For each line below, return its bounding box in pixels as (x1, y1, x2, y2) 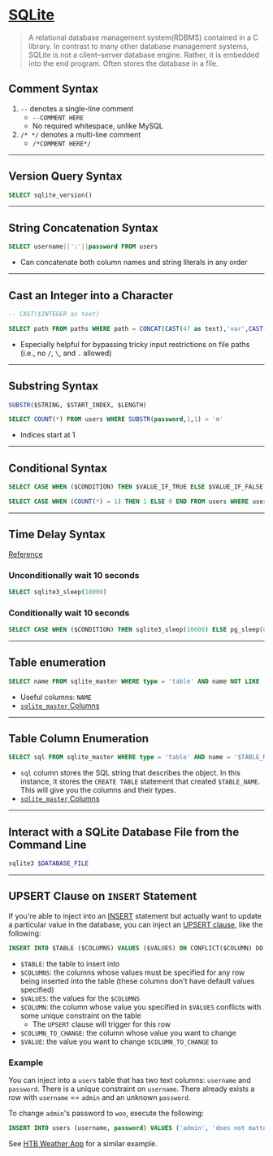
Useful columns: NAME (19, 692, 92, 702)
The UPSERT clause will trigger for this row (32, 1019, 171, 1029)
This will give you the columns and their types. (19, 785, 176, 795)
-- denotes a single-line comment (19, 103, 134, 113)
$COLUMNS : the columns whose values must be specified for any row (19, 967, 245, 977)
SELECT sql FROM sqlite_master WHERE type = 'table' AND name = (8, 754, 231, 762)
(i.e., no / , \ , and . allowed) (19, 348, 112, 358)
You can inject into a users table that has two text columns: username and (8, 1076, 252, 1085)
